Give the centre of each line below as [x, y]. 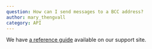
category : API [24, 23]
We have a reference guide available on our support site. [76, 40]
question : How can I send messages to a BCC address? [75, 12]
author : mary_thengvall [36, 17]
